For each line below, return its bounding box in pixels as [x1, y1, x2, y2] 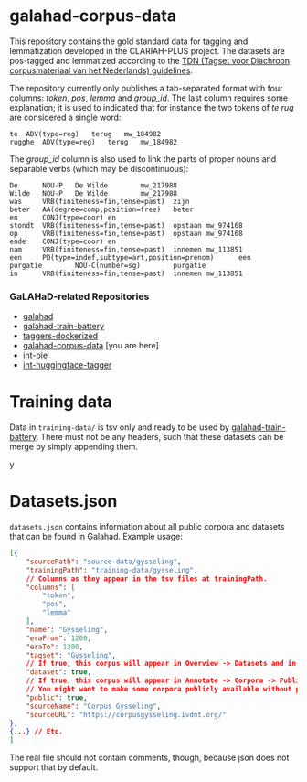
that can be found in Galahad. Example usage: [9, 531, 183, 542]
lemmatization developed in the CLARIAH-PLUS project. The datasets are [9, 45, 286, 56]
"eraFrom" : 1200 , [26, 633, 92, 643]
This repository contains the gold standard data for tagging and [9, 36, 249, 47]
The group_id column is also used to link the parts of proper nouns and [9, 153, 277, 165]
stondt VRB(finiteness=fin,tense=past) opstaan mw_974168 [9, 220, 244, 230]
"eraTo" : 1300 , [26, 642, 84, 651]
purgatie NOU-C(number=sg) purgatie [9, 261, 206, 270]
